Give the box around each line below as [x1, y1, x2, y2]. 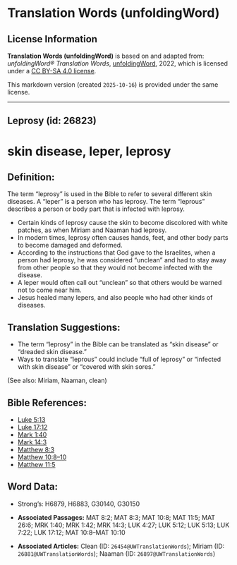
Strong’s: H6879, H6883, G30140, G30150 [17, 499, 140, 508]
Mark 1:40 [17, 430, 47, 439]
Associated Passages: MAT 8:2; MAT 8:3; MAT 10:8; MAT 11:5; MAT [17, 513, 216, 521]
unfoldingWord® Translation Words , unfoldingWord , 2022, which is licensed [7, 59, 228, 68]
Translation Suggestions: [7, 321, 121, 333]
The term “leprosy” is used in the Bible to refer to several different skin [7, 190, 212, 198]
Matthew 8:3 [17, 446, 55, 454]
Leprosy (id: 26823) [7, 115, 97, 127]
